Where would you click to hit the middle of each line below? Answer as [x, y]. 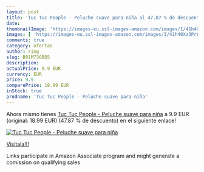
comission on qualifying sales [43, 162]
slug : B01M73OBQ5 [28, 57]
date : [13, 23]
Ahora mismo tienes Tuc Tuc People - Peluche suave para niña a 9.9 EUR [98, 114]
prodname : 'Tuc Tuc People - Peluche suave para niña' [77, 97]
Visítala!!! [18, 144]
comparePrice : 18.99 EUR [38, 86]
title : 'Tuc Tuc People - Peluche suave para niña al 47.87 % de [90, 18]
